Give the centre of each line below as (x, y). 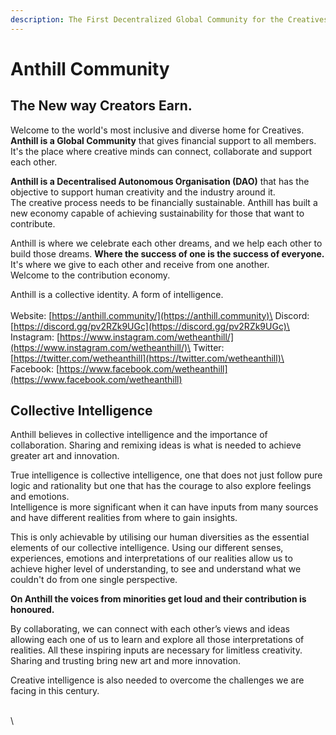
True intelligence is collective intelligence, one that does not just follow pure (166, 475)
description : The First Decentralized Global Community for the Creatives (169, 19)
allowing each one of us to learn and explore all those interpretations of (157, 640)
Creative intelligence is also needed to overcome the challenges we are (157, 680)
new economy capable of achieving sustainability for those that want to (157, 213)
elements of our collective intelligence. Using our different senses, (147, 548)
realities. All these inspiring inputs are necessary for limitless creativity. (156, 650)
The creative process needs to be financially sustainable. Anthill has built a (164, 202)
